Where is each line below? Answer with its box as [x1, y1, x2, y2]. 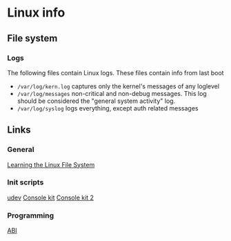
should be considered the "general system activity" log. [17, 97, 176, 105]
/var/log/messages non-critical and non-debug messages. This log [17, 89, 207, 97]
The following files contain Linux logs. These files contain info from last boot [7, 68, 224, 77]
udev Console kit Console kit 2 [7, 193, 94, 202]
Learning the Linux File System [7, 160, 95, 168]
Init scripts [7, 177, 44, 187]
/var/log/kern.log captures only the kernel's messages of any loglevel [17, 81, 219, 90]
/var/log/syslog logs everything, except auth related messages [17, 104, 199, 112]
